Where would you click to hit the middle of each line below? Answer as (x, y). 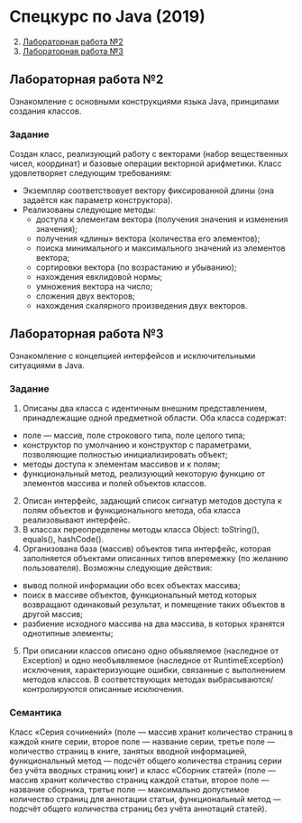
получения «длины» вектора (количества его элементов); (148, 239)
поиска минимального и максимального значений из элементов (160, 248)
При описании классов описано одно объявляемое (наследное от (151, 651)
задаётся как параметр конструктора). (97, 200)
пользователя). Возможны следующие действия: (117, 568)
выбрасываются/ (241, 680)
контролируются (55, 689)
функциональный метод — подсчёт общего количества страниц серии (146, 761)
